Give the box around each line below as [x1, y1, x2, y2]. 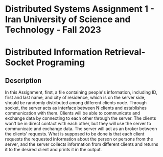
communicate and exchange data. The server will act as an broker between [5, 126, 157, 132]
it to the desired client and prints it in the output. [5, 147, 102, 153]
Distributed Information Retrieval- [5, 46, 146, 58]
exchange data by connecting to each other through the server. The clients [5, 115, 156, 121]
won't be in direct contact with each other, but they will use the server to [5, 121, 152, 127]
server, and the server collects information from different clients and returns [5, 141, 159, 147]
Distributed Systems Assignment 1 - [5, 3, 155, 15]
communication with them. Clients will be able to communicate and [5, 110, 140, 116]
